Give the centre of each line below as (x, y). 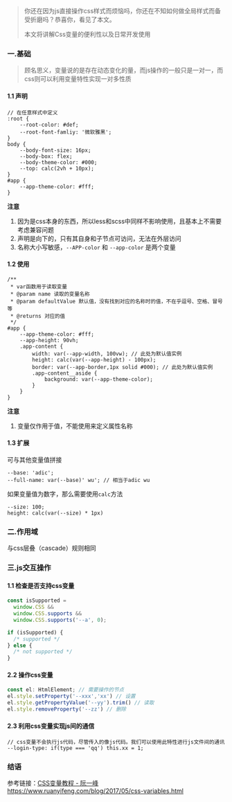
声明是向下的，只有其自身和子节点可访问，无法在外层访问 (99, 238)
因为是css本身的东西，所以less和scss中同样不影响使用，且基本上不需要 (119, 221)
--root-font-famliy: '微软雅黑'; (66, 132)
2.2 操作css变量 (30, 675)
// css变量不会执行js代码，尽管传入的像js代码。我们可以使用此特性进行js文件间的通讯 (116, 742)
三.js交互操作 (29, 568)
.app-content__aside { (65, 373)
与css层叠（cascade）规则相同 (52, 548)
